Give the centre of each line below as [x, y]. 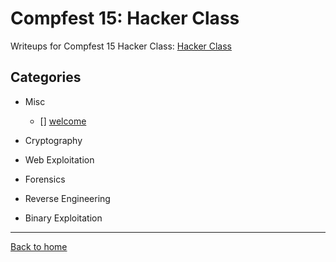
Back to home [39, 246]
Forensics [45, 179]
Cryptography [53, 140]
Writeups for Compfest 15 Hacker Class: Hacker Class [121, 46]
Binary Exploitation [63, 218]
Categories [46, 77]
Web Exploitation [59, 159]
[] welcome [63, 121]
